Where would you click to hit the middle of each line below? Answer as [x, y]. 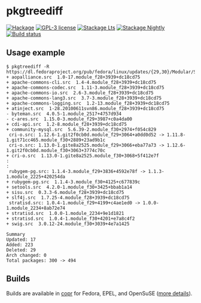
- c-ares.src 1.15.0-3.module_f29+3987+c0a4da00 [69, 119]
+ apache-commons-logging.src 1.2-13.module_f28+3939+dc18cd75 [88, 103]
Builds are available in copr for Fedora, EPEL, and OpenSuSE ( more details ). [99, 293]
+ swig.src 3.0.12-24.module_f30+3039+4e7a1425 [68, 224]
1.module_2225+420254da [36, 177]
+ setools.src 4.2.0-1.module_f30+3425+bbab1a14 [69, 187]
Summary [16, 234]
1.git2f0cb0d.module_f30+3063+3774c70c [56, 150]
